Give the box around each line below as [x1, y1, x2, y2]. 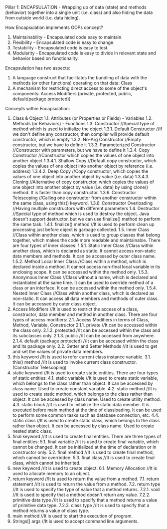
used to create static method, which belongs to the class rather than [12, 391, 153, 397]
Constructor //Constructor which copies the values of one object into [12, 152, 155, 158]
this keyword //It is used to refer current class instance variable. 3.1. [12, 354, 152, 360]
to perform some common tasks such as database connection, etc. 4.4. [12, 412, 160, 418]
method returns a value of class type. [12, 508, 90, 514]
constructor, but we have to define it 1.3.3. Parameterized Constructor [12, 142, 156, 148]
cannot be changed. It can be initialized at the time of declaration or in [12, 444, 157, 450]
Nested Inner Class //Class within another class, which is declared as [12, 290, 155, 296]
